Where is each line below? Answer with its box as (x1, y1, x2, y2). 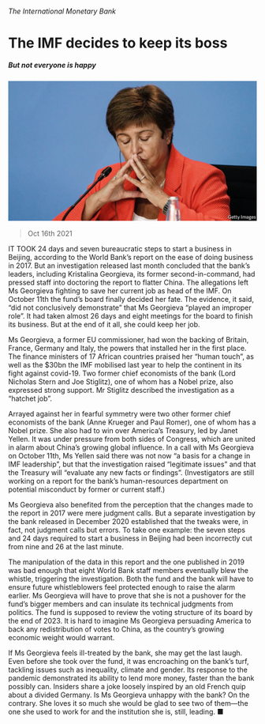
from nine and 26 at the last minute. (8, 542, 124, 552)
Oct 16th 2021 (27, 229, 73, 239)
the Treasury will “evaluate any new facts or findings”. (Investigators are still (8, 468, 255, 477)
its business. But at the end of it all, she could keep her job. (8, 320, 200, 330)
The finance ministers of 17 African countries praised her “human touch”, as (8, 352, 255, 361)
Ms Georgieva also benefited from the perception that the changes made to (8, 500, 254, 510)
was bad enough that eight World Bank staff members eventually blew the (8, 566, 248, 575)
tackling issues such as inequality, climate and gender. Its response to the (8, 665, 248, 675)
